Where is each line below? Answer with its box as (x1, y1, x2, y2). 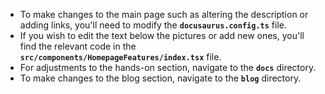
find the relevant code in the (19, 40, 137, 52)
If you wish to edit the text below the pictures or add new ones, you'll (19, 30, 305, 41)
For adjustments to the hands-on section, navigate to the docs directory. (19, 62, 317, 73)
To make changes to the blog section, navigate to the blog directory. (19, 72, 302, 84)
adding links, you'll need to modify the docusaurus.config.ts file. (19, 19, 288, 31)
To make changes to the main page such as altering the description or (19, 9, 309, 20)
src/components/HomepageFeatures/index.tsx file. (19, 51, 222, 63)
